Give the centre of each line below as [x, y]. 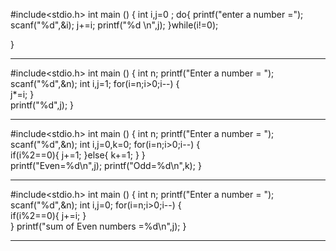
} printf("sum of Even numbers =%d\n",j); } [98, 226]
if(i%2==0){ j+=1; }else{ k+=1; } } [78, 155]
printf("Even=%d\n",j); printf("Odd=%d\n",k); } [106, 165]
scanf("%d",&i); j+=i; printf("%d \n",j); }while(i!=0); [114, 25]
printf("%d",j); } [42, 105]
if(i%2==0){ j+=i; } [48, 215]
